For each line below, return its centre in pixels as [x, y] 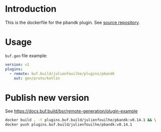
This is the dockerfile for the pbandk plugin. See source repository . [73, 22]
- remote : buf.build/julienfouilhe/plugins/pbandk [62, 74]
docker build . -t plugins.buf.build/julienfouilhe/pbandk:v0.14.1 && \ [81, 120]
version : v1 [17, 64]
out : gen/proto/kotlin [37, 78]
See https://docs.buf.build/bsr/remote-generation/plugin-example [71, 111]
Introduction [31, 9]
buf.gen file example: [26, 56]
